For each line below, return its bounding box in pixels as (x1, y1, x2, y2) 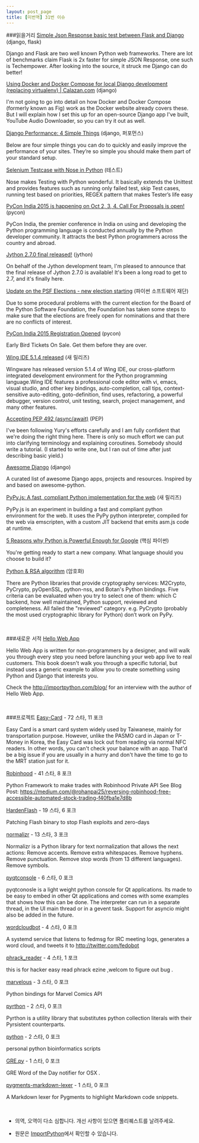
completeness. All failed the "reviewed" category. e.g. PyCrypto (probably (6, 604, 188, 611)
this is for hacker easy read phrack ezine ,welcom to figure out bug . (6, 966, 173, 973)
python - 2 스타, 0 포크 (6, 1033, 61, 1040)
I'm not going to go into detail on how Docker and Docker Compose (6, 98, 171, 105)
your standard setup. (6, 154, 58, 161)
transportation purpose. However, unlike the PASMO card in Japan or (6, 732, 175, 739)
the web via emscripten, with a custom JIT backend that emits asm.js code (6, 518, 189, 525)
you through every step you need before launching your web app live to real (6, 653, 192, 660)
